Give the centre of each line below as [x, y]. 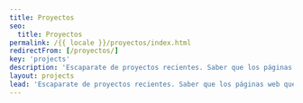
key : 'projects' [40, 59]
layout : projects [42, 76]
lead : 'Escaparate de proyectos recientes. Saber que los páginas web [145, 84]
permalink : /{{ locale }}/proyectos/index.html [101, 43]
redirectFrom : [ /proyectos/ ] [64, 51]
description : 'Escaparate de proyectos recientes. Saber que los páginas [151, 68]
